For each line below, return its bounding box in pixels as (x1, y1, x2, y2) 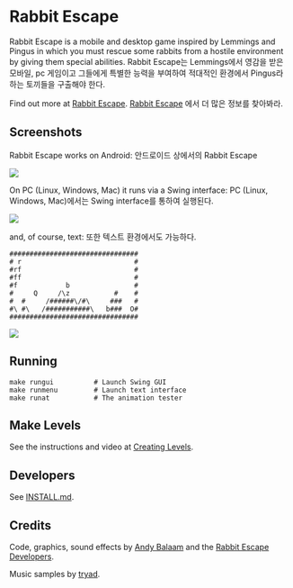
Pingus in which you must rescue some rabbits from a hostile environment (9, 45, 284, 56)
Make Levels (9, 417, 82, 433)
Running (9, 354, 58, 369)
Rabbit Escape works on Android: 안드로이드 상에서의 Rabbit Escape (9, 149, 258, 160)
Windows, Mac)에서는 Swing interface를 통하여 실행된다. (9, 195, 214, 206)
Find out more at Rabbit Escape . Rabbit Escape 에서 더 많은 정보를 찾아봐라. (9, 97, 283, 109)
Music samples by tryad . (9, 569, 101, 579)
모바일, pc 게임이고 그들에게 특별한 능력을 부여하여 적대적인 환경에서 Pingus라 (9, 68, 284, 78)
